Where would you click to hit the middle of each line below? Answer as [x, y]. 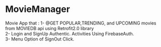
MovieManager [38, 9]
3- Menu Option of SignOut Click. [40, 39]
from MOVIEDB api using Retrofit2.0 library [50, 28]
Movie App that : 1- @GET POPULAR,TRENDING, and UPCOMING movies [81, 23]
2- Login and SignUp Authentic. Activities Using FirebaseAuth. [70, 33]
